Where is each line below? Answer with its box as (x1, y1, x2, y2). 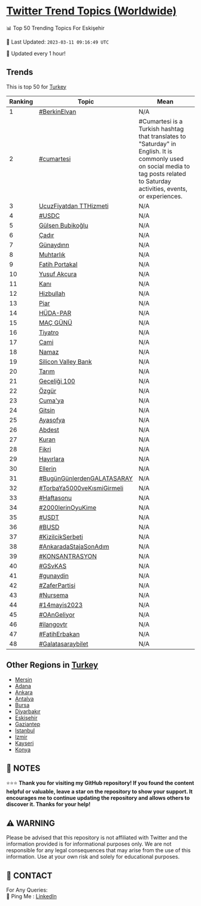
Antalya (14, 695, 34, 702)
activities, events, (138, 184, 188, 193)
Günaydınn (38, 241, 70, 249)
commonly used (138, 154, 184, 163)
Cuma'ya (38, 396, 65, 405)
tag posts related (138, 169, 187, 178)
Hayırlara (38, 454, 65, 463)
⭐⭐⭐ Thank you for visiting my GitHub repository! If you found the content (6, 780, 194, 787)
